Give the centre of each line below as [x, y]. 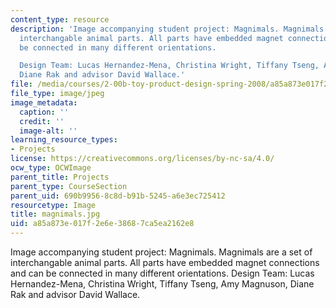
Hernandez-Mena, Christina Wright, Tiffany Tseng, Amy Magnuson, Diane [162, 284]
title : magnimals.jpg [55, 214]
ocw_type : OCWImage [51, 168]
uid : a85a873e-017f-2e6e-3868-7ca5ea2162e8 [102, 224]
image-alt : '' [48, 131]
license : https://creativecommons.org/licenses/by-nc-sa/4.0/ [142, 159]
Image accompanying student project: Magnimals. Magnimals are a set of [161, 252]
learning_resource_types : [64, 140]
